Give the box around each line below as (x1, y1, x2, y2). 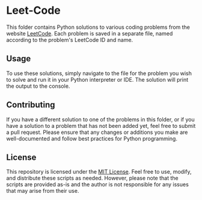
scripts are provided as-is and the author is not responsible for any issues (6, 181, 189, 188)
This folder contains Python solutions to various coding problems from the (6, 23, 191, 31)
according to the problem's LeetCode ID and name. (6, 36, 133, 43)
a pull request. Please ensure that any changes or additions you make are (6, 129, 188, 136)
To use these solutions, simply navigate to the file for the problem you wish (6, 70, 192, 77)
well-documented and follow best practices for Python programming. (6, 135, 177, 142)
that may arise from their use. (6, 187, 79, 195)
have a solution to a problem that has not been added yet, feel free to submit (6, 122, 196, 129)
